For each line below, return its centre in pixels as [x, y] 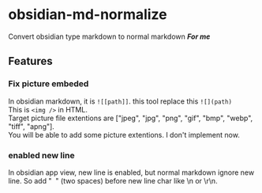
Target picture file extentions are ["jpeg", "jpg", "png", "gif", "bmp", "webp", [131, 118]
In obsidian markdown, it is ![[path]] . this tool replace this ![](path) [120, 101]
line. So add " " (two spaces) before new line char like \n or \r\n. [113, 180]
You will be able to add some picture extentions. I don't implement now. [124, 134]
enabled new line [41, 155]
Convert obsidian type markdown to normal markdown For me [109, 36]
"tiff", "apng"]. [32, 126]
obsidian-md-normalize [88, 15]
